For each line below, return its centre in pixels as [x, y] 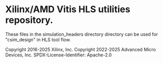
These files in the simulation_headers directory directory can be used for [82, 34]
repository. [29, 20]
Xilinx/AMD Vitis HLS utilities [68, 9]
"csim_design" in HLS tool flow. [38, 40]
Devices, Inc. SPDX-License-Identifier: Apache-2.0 [59, 55]
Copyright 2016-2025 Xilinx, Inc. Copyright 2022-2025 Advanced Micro [81, 49]
